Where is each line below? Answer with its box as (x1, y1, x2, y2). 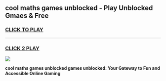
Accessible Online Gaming (5, 70, 61, 76)
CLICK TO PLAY (5, 27, 43, 33)
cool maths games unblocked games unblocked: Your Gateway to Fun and (5, 65, 161, 71)
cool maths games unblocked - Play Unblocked (5, 4, 153, 12)
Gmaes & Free (5, 12, 49, 20)
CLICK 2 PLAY (5, 45, 40, 52)
